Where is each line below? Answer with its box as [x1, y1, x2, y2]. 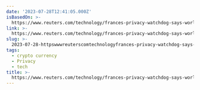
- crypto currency [11, 53, 58, 59]
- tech [11, 63, 28, 70]
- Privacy [11, 58, 36, 64]
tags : [6, 47, 20, 53]
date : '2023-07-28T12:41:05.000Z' [6, 8, 92, 15]
